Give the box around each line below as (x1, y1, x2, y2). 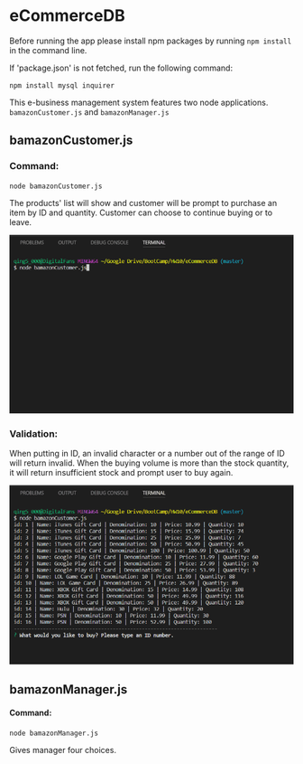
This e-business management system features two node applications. (9, 97, 269, 108)
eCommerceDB (9, 5, 125, 26)
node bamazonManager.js (9, 729, 99, 738)
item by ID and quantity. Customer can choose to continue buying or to (9, 207, 273, 218)
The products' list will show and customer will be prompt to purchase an (9, 197, 278, 208)
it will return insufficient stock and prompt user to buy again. (9, 467, 234, 478)
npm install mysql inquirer (9, 80, 115, 90)
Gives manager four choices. (9, 744, 117, 755)
